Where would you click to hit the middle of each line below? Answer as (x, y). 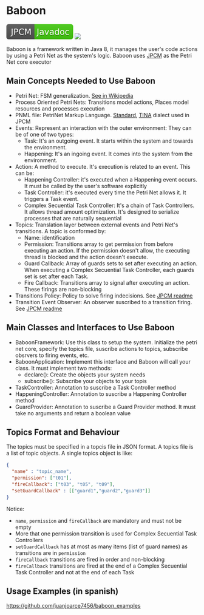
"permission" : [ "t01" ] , (42, 478)
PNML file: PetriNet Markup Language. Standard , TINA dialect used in (102, 115)
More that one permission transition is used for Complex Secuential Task (106, 533)
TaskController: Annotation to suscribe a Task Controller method (95, 387)
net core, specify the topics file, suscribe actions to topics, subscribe (101, 348)
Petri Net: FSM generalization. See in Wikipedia (74, 95)
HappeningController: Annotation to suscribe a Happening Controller (101, 394)
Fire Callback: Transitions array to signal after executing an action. (107, 282)
